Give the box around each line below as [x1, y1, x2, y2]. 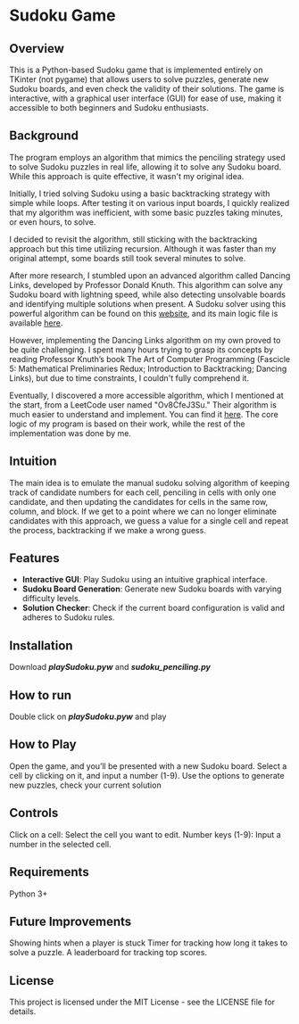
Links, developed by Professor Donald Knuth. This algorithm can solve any [9, 279, 284, 290]
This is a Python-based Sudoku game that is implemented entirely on [9, 64, 263, 75]
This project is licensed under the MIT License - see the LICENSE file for [9, 996, 275, 1008]
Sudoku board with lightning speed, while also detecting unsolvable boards [9, 289, 286, 300]
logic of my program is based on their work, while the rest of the [9, 418, 245, 429]
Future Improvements [9, 913, 132, 929]
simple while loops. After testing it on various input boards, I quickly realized [9, 197, 290, 208]
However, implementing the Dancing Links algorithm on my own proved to [9, 334, 281, 345]
